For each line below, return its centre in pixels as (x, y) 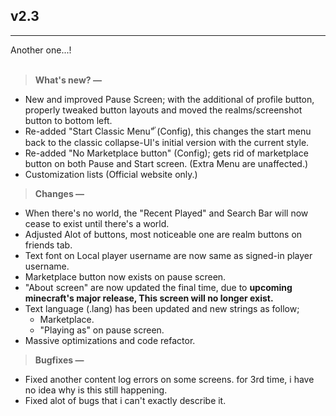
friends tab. (48, 245)
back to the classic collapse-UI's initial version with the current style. (167, 142)
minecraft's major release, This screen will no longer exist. (149, 298)
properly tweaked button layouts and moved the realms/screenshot (163, 110)
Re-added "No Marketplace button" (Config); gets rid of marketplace (166, 153)
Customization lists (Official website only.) (111, 174)
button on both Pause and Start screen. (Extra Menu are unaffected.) (166, 163)
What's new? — (68, 80)
